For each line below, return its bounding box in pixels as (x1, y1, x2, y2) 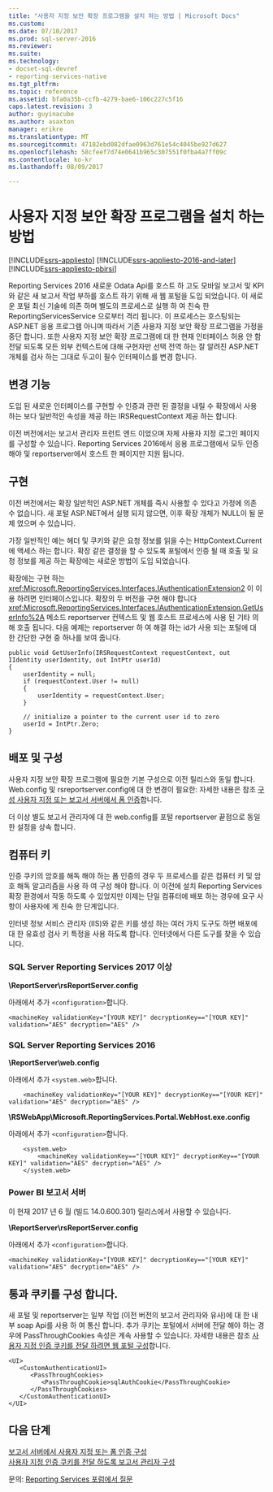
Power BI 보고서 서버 (8, 1186, 87, 1198)
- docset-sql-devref (8, 65, 79, 73)
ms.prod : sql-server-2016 (8, 34, 96, 43)
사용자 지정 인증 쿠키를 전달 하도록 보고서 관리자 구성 (8, 1456, 175, 1467)
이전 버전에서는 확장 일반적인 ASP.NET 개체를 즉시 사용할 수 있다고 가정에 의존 (8, 497, 258, 508)
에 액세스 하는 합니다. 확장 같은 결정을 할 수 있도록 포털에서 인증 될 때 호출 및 (8, 545, 250, 555)
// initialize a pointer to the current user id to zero (23, 713, 220, 721)
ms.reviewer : (8, 42, 53, 50)
